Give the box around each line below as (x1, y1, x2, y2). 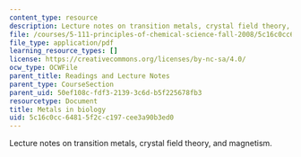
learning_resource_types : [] (9, 47, 118, 56)
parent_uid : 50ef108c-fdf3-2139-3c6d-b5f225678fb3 (9, 88, 202, 97)
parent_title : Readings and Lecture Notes (9, 72, 170, 81)
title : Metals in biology (9, 105, 106, 114)
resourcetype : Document (9, 96, 99, 106)
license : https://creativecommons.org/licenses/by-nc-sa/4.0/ (9, 55, 246, 64)
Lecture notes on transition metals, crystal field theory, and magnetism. (9, 138, 273, 149)
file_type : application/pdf (9, 38, 115, 48)
